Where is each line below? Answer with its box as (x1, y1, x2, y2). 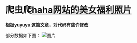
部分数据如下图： (5, 32, 41, 38)
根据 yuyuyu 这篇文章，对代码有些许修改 (5, 22, 89, 28)
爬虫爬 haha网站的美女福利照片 (5, 4, 132, 16)
